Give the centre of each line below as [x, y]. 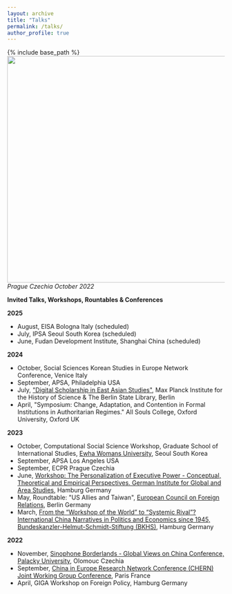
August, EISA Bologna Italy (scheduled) [73, 327]
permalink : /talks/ [35, 26]
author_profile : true [38, 33]
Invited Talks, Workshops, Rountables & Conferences [85, 300]
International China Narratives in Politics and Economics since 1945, [114, 519]
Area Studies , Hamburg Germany [64, 490]
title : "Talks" [29, 20]
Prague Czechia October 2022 [51, 287]
